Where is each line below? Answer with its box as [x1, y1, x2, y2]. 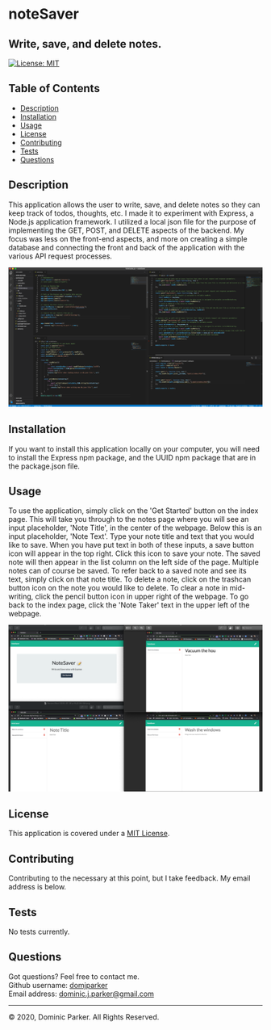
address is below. [8, 882, 67, 892]
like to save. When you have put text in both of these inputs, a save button [8, 540, 254, 550]
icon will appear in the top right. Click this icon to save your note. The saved [8, 549, 261, 558]
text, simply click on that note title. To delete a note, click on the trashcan [8, 574, 252, 584]
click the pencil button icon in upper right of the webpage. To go [35, 591, 249, 602]
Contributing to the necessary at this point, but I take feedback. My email [8, 873, 251, 883]
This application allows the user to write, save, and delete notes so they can [8, 200, 261, 209]
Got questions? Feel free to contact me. [8, 971, 140, 982]
